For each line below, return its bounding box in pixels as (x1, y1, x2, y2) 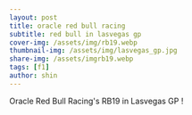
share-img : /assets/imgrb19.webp (9, 54, 134, 63)
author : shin (9, 71, 58, 80)
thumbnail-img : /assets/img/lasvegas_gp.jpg (9, 46, 178, 55)
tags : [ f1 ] (9, 63, 50, 72)
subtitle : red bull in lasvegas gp (9, 29, 142, 38)
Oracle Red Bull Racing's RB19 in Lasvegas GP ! (9, 95, 184, 106)
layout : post (9, 12, 58, 22)
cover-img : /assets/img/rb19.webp (9, 37, 138, 47)
